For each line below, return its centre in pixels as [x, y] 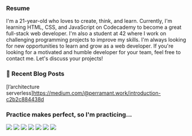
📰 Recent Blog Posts [35, 74]
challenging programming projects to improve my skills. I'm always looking [96, 40]
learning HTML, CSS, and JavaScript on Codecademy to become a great [94, 27]
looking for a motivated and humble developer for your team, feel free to [93, 52]
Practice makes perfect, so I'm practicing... [69, 114]
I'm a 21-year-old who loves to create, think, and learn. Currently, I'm [89, 21]
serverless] [20, 93]
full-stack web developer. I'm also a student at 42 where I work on [86, 34]
